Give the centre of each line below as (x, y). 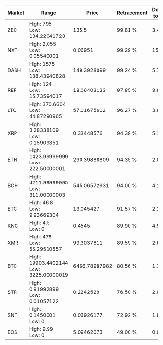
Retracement (132, 13)
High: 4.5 (39, 223)
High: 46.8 (41, 203)
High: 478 (41, 237)
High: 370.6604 (47, 104)
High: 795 (41, 24)
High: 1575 (42, 64)
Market (16, 13)
